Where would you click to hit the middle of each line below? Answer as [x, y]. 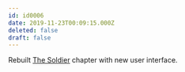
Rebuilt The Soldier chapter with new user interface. [93, 60]
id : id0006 [26, 15]
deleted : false [33, 30]
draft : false [30, 38]
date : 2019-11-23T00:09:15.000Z [61, 23]
